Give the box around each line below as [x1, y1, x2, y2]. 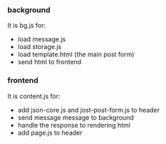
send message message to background [17, 113, 134, 122]
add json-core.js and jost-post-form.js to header [17, 106, 160, 114]
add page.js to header [17, 128, 83, 137]
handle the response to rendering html [17, 120, 130, 129]
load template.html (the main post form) [17, 50, 135, 58]
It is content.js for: [7, 91, 61, 101]
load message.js [17, 35, 66, 43]
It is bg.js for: [7, 21, 46, 30]
